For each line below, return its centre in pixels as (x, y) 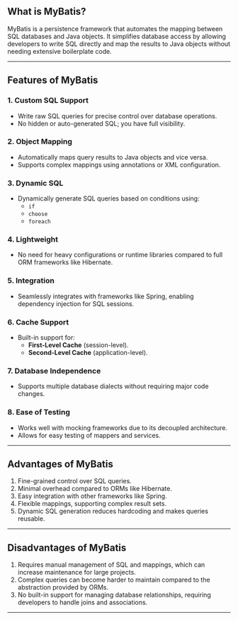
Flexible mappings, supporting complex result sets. (92, 504)
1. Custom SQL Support (48, 101)
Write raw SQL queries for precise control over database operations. (117, 115)
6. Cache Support (38, 322)
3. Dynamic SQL (35, 183)
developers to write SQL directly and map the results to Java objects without (119, 44)
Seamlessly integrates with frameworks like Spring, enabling (106, 296)
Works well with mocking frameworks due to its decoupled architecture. (123, 427)
